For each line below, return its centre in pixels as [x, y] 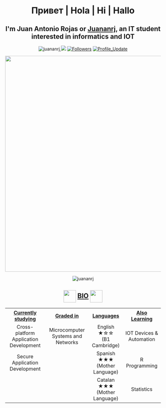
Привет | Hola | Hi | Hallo [83, 11]
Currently [25, 312]
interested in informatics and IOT [83, 36]
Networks [67, 342]
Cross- [25, 327]
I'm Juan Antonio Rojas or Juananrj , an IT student [83, 29]
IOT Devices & [142, 333]
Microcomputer [67, 330]
